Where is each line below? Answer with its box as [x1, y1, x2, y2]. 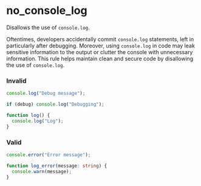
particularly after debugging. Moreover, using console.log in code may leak [6, 42, 196, 49]
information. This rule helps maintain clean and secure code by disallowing [6, 55, 194, 62]
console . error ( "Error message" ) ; [6, 151, 91, 158]
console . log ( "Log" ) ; [12, 118, 64, 124]
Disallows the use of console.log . [6, 24, 90, 31]
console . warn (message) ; [12, 168, 72, 174]
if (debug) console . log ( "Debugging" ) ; [6, 102, 104, 108]
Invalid [6, 77, 27, 85]
